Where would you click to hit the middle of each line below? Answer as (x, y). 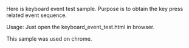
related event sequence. (37, 15)
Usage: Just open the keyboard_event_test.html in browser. (81, 27)
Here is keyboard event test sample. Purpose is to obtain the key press (95, 9)
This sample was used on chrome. (49, 39)
